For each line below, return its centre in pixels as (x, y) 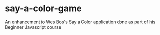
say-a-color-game (43, 9)
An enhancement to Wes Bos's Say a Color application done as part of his (80, 22)
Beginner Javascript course (33, 27)
